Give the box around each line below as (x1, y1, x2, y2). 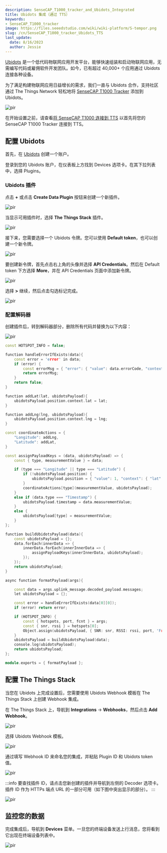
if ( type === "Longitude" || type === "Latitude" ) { (14, 467, 126, 472)
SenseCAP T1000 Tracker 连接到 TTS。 (5, 121, 86, 127)
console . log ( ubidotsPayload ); (14, 642, 77, 647)
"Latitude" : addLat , (14, 439, 57, 445)
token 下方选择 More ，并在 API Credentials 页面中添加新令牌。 (5, 267, 134, 273)
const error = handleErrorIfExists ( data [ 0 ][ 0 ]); (14, 601, 117, 606)
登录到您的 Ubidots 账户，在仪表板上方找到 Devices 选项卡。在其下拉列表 (5, 162, 156, 168)
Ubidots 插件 (5, 182, 36, 189)
